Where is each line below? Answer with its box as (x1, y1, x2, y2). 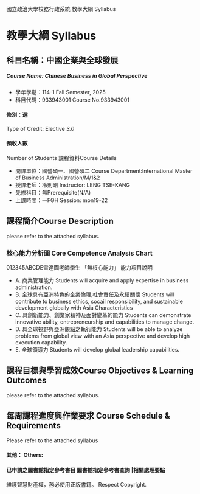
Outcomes (6, 375, 47, 386)
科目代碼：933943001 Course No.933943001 (15, 96, 129, 103)
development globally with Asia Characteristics (15, 304, 133, 311)
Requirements (6, 420, 61, 431)
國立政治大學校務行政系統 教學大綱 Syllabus (6, 5, 116, 12)
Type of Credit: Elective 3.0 (6, 125, 75, 132)
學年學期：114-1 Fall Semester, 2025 (15, 88, 106, 96)
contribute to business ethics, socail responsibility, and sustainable (15, 297, 184, 305)
